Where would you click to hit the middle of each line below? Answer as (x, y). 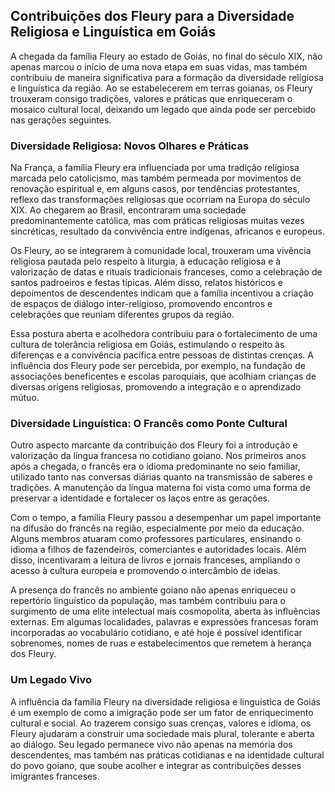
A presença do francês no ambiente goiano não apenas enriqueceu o (153, 590)
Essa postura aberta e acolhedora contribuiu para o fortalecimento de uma (164, 334)
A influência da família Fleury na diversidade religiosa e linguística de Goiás (165, 701)
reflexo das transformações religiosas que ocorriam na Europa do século (160, 200)
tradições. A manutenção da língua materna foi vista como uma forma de (160, 488)
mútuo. (25, 398)
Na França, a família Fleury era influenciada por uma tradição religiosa (155, 168)
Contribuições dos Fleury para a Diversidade (152, 16)
